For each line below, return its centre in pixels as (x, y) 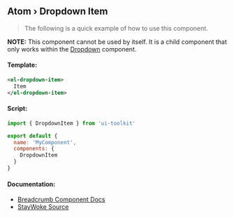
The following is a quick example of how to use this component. (116, 28)
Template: (22, 65)
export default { (32, 136)
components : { (34, 149)
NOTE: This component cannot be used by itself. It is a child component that (117, 42)
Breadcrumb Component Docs (61, 200)
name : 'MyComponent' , (45, 142)
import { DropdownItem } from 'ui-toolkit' (72, 123)
